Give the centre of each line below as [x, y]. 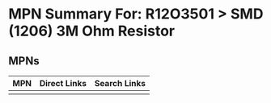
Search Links [120, 83]
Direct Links [63, 83]
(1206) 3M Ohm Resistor [92, 31]
